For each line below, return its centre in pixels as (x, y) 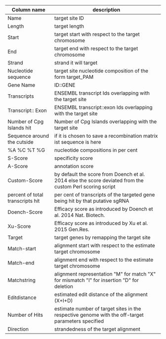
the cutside (21, 142)
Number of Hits (25, 315)
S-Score (18, 158)
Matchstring (22, 280)
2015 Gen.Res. (72, 229)
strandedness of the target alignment (97, 329)
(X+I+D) (63, 301)
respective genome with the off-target (99, 315)
